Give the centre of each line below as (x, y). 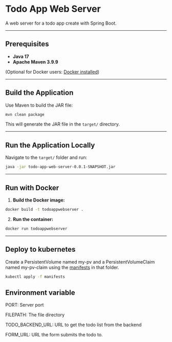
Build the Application (39, 93)
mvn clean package (25, 114)
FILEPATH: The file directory (35, 315)
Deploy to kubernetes (40, 249)
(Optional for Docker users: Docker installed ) (52, 72)
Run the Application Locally (50, 145)
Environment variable (40, 293)
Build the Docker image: (39, 200)
